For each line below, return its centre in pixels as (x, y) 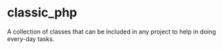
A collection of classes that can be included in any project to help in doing (111, 32)
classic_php (42, 13)
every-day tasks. (31, 38)
